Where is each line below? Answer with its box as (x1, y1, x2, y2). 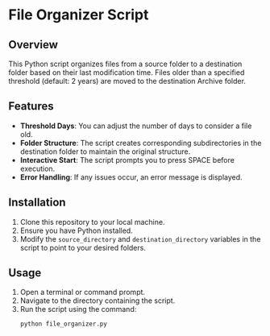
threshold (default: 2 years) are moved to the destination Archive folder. (8, 77, 246, 85)
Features (8, 99, 54, 114)
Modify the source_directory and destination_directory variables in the (19, 234, 261, 243)
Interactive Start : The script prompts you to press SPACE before (19, 155, 235, 164)
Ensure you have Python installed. (19, 226, 133, 235)
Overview (8, 38, 59, 52)
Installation (8, 196, 66, 209)
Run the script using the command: (19, 305, 137, 314)
